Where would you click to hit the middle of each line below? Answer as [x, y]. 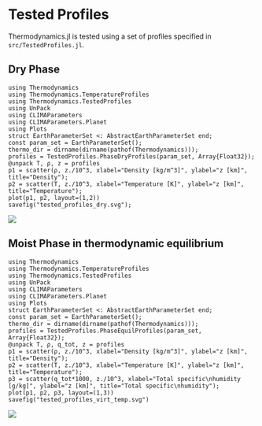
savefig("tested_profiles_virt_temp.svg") [79, 399]
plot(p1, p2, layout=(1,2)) [54, 198]
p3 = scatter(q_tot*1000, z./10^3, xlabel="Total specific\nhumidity [125, 379]
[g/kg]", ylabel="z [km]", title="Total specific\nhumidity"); [114, 386]
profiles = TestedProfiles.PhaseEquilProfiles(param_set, [105, 331]
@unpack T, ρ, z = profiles [54, 163]
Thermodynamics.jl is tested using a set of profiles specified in [110, 36]
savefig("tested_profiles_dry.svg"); [70, 205]
